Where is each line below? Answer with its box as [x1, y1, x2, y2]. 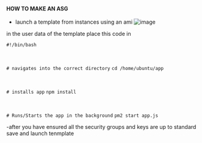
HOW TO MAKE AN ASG [6, 5, 68, 12]
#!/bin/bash [6, 42, 37, 48]
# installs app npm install [6, 89, 76, 96]
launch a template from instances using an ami [15, 18, 133, 26]
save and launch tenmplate [6, 130, 74, 137]
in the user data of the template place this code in [6, 30, 131, 38]
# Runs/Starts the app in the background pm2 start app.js [6, 113, 159, 119]
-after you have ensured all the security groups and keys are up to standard [6, 124, 197, 131]
